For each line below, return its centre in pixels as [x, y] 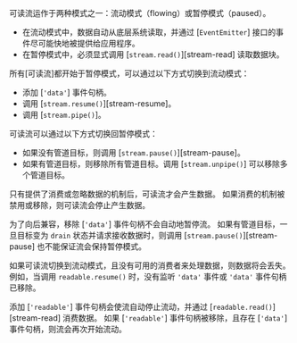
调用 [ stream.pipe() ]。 [64, 115]
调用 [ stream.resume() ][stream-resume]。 [99, 104]
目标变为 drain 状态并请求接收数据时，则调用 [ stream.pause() [130, 235]
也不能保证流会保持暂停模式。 [92, 247]
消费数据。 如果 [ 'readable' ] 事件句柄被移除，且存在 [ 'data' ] [175, 318]
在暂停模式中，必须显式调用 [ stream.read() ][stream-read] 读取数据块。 [153, 54]
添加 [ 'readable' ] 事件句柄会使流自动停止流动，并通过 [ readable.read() [141, 307]
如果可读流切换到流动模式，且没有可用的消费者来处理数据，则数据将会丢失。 [150, 265]
